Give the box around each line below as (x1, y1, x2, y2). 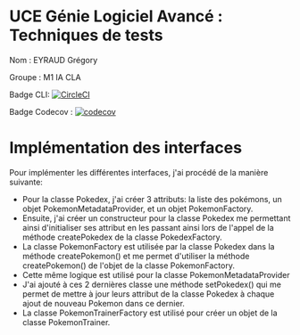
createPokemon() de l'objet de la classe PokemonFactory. (21, 260, 235, 271)
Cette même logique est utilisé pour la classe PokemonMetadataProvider (21, 269, 290, 280)
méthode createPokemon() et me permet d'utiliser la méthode (21, 250, 250, 261)
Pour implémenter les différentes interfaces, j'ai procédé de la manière (9, 167, 269, 177)
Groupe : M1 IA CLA (9, 71, 82, 82)
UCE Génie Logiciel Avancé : (9, 6, 223, 27)
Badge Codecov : (9, 106, 73, 117)
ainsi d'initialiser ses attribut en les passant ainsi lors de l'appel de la (21, 222, 274, 233)
